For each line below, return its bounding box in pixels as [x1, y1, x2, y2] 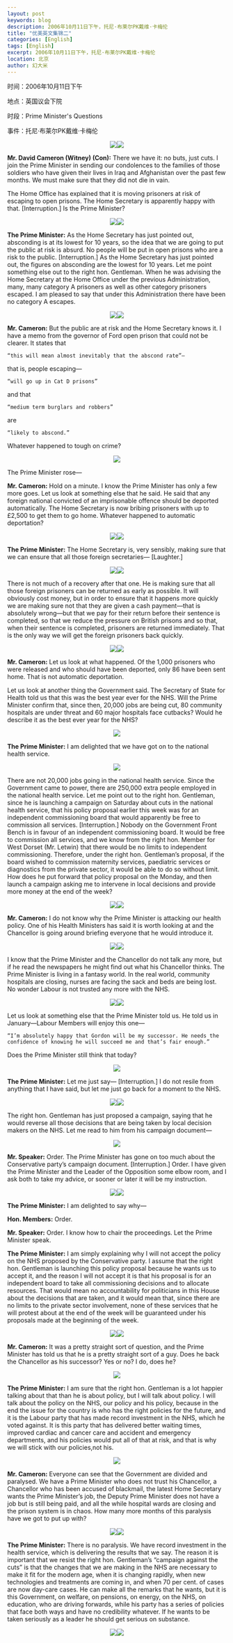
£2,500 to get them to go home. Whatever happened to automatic [7, 511, 196, 519]
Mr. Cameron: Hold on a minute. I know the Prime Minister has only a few [7, 482, 218, 490]
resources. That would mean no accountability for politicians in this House [7, 1286, 220, 1294]
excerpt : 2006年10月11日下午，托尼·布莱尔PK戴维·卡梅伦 [7, 49, 156, 56]
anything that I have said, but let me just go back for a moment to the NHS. [7, 1085, 221, 1093]
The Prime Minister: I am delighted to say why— [7, 1201, 147, 1209]
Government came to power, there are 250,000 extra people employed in [7, 784, 217, 792]
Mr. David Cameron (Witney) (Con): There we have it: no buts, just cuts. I [7, 153, 218, 162]
